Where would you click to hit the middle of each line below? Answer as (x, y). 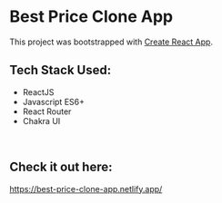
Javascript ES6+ (53, 101)
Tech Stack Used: (61, 70)
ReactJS (38, 92)
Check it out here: (61, 167)
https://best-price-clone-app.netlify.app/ (86, 188)
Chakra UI (41, 121)
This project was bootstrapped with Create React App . (111, 42)
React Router (47, 111)
